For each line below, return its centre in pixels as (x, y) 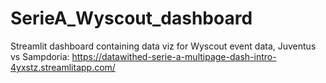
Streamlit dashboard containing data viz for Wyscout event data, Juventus (163, 46)
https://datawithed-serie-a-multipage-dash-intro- (174, 56)
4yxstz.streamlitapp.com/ (63, 67)
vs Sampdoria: (40, 56)
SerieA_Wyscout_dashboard (131, 18)
